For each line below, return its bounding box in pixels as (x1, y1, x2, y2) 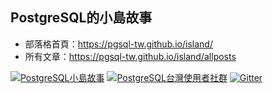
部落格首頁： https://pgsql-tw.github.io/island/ (24, 38, 213, 50)
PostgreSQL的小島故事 (10, 9, 153, 27)
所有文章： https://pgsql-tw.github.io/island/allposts (24, 50, 237, 62)
